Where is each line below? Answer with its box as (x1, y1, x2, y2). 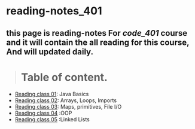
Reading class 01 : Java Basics (14, 90, 89, 97)
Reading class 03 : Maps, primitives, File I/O (14, 103, 122, 110)
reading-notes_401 (6, 4, 102, 18)
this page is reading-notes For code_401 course (6, 28, 188, 38)
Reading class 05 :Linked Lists (14, 115, 90, 123)
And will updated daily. (6, 47, 94, 57)
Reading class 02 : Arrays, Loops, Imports (14, 97, 117, 104)
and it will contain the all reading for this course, (6, 37, 190, 47)
